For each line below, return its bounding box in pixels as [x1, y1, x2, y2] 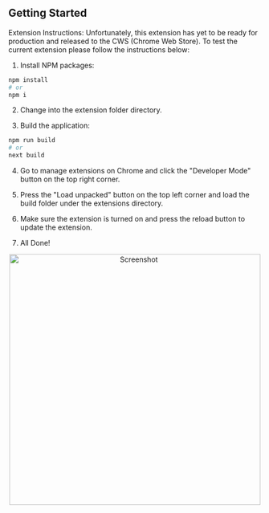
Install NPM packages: [19, 60, 95, 70]
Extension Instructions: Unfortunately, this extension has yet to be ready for [8, 27, 259, 37]
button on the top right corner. [19, 174, 120, 184]
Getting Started [8, 6, 88, 20]
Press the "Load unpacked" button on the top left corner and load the [19, 190, 251, 200]
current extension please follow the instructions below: [8, 44, 190, 55]
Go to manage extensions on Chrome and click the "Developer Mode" [19, 166, 251, 176]
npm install [8, 75, 48, 83]
